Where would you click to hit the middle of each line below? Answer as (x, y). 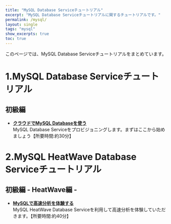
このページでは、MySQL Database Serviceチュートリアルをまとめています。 (86, 54)
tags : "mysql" (20, 29)
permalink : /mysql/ (26, 19)
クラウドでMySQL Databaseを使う (50, 123)
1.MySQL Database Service (64, 77)
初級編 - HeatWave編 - (41, 190)
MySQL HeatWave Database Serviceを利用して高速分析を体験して (82, 209)
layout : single (22, 24)
